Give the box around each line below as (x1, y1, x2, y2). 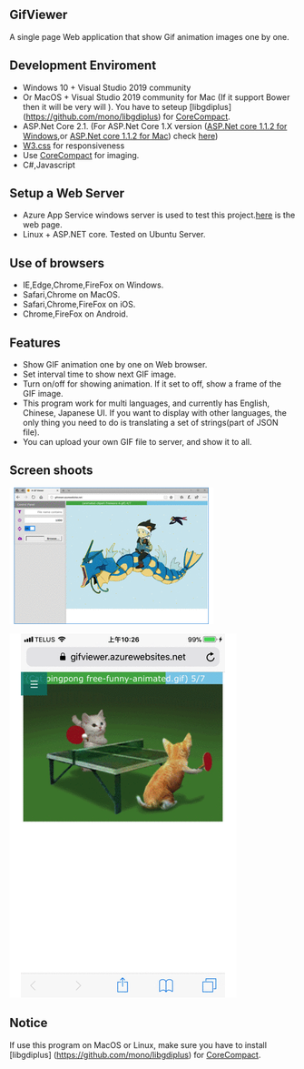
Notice (9, 1015, 48, 1031)
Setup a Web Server (9, 186, 125, 201)
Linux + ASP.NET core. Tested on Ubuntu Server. (22, 229, 206, 240)
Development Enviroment (9, 58, 157, 74)
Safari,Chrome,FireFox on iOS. (22, 299, 136, 310)
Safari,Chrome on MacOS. (22, 289, 121, 300)
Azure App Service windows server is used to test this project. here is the (22, 209, 296, 221)
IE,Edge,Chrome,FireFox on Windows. (22, 279, 164, 290)
